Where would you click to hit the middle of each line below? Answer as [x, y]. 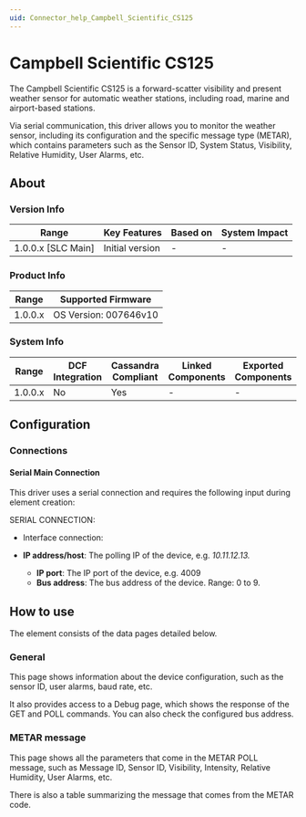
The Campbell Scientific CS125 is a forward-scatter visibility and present [146, 89]
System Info [37, 341]
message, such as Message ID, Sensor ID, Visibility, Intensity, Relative [140, 767]
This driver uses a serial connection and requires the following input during [150, 493]
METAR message [48, 738]
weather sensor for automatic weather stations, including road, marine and [149, 98]
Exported [263, 365]
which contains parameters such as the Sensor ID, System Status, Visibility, [151, 145]
